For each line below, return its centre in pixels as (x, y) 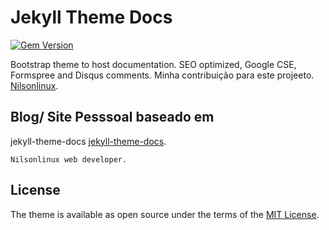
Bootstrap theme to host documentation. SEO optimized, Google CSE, (153, 64)
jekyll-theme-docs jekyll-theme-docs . (88, 141)
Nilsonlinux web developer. (69, 159)
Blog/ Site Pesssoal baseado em (112, 117)
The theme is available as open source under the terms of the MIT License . (165, 214)
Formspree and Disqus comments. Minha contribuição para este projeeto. (162, 75)
